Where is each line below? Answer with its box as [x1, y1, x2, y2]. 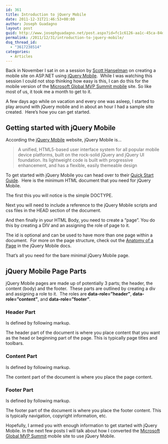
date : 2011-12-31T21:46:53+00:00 [5, 16, 75, 21]
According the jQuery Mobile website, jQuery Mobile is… [5, 137, 122, 143]
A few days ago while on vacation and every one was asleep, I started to [5, 98, 155, 104]
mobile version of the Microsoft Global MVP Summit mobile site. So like [5, 83, 152, 89]
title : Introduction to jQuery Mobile [5, 12, 86, 17]
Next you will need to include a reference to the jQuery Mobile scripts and [5, 202, 158, 208]
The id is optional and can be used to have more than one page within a [5, 232, 153, 238]
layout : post [5, 26, 33, 31]
